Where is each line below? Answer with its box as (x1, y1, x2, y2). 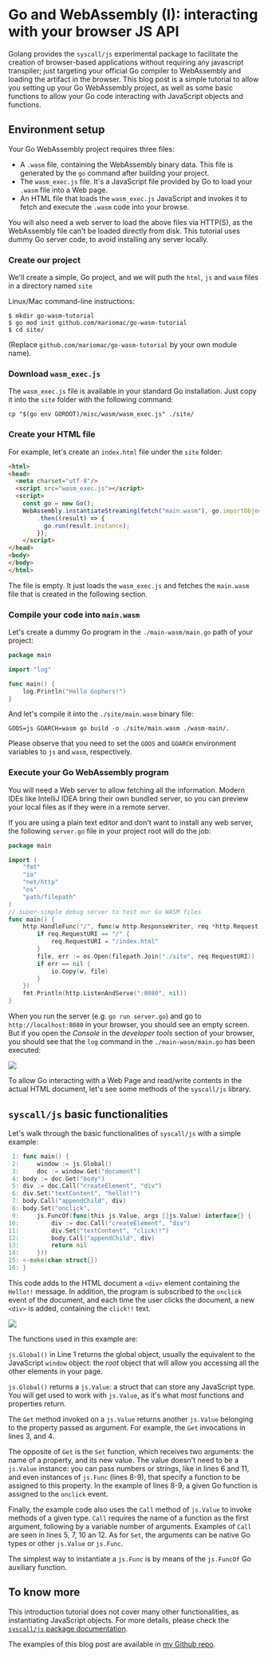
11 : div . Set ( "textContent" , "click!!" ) (8, 1227, 170, 1235)
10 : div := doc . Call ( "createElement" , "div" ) (8, 1219, 191, 1227)
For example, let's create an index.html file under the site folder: (8, 447, 223, 457)
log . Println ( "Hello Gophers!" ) (22, 687, 127, 695)
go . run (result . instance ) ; (43, 521, 130, 530)
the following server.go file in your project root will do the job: (8, 826, 211, 836)
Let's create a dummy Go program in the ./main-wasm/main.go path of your (8, 627, 254, 637)
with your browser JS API (8, 22, 179, 41)
